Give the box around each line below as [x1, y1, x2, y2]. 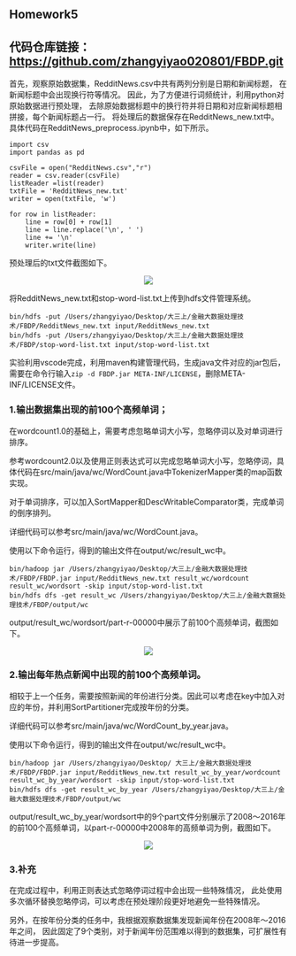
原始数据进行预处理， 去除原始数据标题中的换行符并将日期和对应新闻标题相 [9, 101, 283, 112]
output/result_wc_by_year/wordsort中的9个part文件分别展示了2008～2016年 [9, 811, 286, 821]
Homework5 [9, 7, 79, 22]
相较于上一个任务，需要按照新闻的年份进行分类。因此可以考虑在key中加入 [9, 690, 278, 701]
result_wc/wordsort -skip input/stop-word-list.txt [9, 582, 203, 590]
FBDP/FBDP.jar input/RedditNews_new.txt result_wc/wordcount [19, 574, 250, 582]
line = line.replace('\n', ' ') [25, 226, 144, 235]
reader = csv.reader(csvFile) [9, 172, 121, 181]
